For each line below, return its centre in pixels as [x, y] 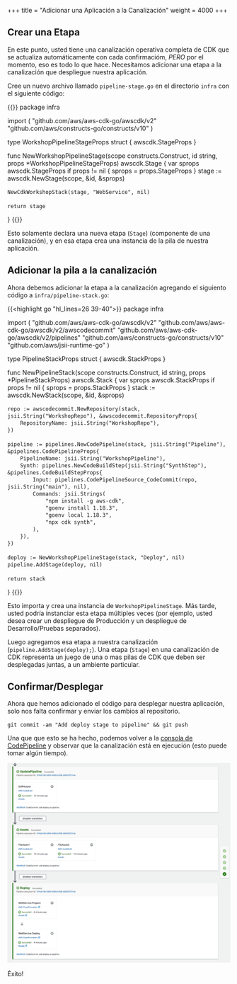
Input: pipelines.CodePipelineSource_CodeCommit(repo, [115, 480]
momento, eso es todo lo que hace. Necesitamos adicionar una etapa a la [114, 64]
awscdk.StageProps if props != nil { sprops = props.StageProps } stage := [115, 171]
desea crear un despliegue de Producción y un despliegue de [97, 620]
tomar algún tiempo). [38, 753]
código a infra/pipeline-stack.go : [58, 295]
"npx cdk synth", [71, 522]
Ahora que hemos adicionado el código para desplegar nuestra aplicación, [116, 704]
